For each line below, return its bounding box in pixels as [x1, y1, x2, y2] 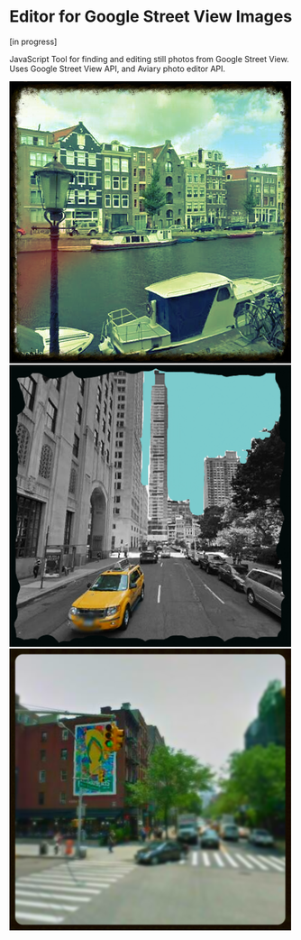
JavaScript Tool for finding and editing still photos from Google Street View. [9, 53, 290, 64]
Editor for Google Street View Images [9, 6, 293, 27]
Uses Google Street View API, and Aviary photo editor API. [9, 63, 226, 74]
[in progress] [9, 36, 58, 47]
